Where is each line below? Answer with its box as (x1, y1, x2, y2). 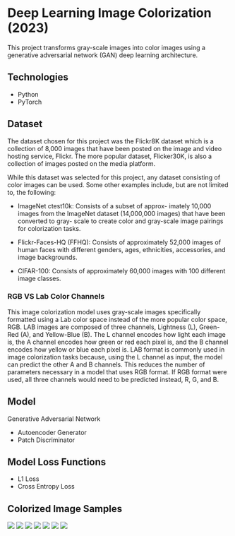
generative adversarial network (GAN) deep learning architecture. (7, 51, 198, 59)
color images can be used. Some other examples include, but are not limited (7, 180, 229, 189)
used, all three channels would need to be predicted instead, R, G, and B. (7, 375, 219, 383)
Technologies (7, 71, 69, 83)
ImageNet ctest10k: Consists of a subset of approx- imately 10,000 (17, 201, 212, 210)
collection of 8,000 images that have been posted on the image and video (7, 144, 222, 153)
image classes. (17, 274, 61, 282)
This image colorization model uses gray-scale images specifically (7, 307, 201, 316)
